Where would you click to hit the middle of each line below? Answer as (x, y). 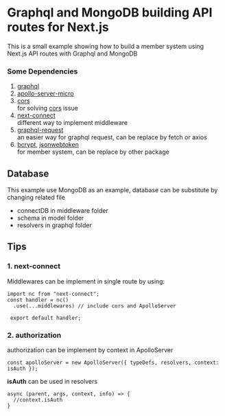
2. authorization (34, 335)
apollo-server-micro (45, 93)
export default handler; (45, 318)
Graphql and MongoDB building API (110, 13)
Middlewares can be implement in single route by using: (86, 281)
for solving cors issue (48, 108)
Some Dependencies (43, 71)
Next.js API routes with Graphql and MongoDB (72, 54)
